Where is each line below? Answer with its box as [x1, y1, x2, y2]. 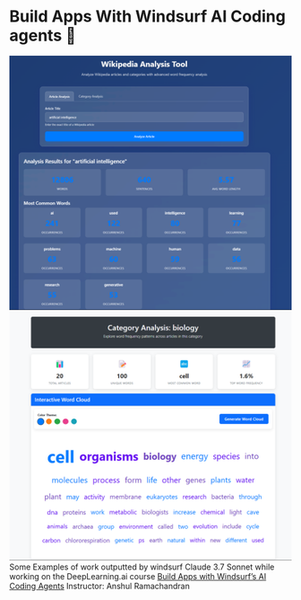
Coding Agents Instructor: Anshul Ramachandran [9, 580, 190, 591]
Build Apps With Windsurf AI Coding [9, 6, 287, 27]
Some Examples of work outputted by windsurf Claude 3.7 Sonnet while [9, 561, 275, 572]
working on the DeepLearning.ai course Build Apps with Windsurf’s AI [9, 570, 267, 581]
